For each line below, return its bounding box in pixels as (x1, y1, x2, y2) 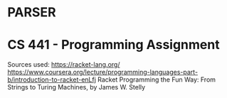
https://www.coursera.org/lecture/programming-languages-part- (7, 68, 198, 77)
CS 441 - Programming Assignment (7, 37, 220, 53)
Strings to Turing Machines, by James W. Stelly (7, 83, 146, 92)
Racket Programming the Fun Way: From (97, 75, 216, 84)
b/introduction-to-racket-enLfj (7, 75, 96, 84)
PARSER (7, 4, 56, 21)
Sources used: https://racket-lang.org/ (7, 60, 120, 69)
